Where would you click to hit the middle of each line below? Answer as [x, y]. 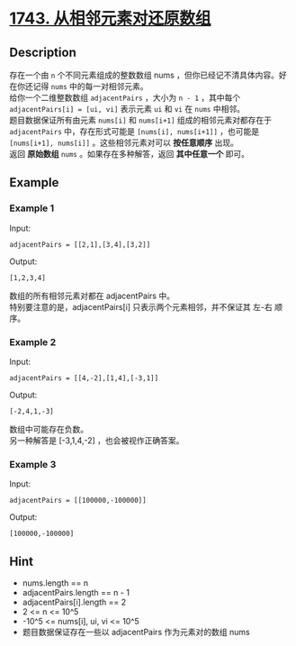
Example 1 [32, 208]
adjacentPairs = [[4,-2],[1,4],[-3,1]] [84, 378]
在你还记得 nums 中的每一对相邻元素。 [79, 86]
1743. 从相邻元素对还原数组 [110, 18]
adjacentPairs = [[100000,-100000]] [78, 501]
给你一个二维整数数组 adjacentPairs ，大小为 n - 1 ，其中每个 [125, 97]
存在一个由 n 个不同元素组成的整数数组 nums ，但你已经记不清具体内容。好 [148, 75]
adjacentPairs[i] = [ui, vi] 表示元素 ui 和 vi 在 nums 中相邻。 [127, 109]
